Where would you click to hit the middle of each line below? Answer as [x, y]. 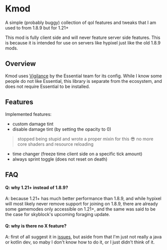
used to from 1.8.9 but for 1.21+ [37, 27]
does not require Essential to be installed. [48, 86]
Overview [21, 64]
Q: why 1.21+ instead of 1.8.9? [37, 187]
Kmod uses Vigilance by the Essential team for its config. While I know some [83, 76]
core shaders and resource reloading [55, 144]
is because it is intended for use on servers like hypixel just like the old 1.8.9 [83, 42]
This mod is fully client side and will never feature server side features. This [83, 37]
